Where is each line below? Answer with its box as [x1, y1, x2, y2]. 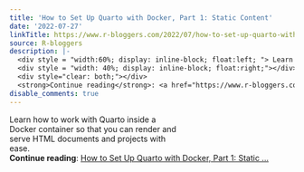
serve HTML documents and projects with [9, 133, 166, 144]
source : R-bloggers [9, 38, 83, 48]
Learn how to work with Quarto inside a [9, 114, 157, 125]
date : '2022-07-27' [9, 22, 83, 31]
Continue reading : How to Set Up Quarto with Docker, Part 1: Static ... [9, 152, 270, 163]
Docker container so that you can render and [9, 123, 176, 134]
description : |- [9, 47, 71, 56]
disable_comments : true [9, 89, 100, 98]
